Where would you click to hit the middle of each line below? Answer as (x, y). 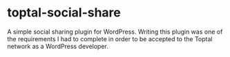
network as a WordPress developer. (58, 46)
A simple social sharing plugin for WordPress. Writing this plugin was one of (115, 32)
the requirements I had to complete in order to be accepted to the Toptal (110, 38)
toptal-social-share (64, 13)
